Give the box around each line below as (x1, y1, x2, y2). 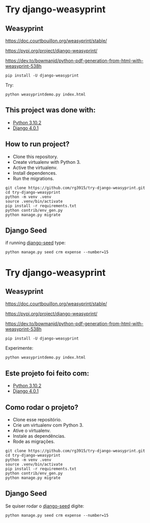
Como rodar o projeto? (5, 403, 78, 412)
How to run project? (5, 140, 70, 148)
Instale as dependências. (12, 433, 66, 439)
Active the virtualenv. (12, 164, 58, 171)
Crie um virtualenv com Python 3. (12, 422, 83, 428)
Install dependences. (12, 170, 57, 176)
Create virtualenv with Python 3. (12, 159, 81, 165)
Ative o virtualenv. (12, 427, 51, 434)
